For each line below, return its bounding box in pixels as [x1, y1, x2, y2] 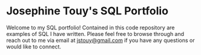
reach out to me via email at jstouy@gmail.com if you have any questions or [6, 36, 195, 44]
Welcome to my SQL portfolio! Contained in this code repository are [6, 24, 175, 31]
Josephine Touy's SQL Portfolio [6, 4, 168, 18]
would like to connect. [6, 43, 62, 50]
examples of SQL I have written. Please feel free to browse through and [6, 30, 185, 37]
